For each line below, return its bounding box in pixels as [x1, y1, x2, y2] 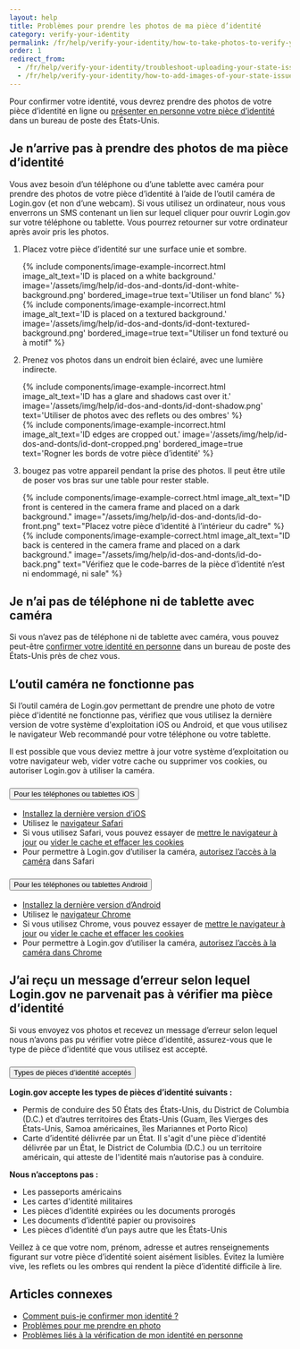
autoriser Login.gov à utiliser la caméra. [9, 765, 155, 776]
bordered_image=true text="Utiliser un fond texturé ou [87, 328, 288, 338]
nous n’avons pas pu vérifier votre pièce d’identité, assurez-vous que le [9, 1034, 272, 1045]
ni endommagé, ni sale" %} [21, 568, 123, 578]
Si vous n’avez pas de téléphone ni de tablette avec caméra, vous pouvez [9, 632, 279, 643]
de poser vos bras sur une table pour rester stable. [21, 474, 210, 485]
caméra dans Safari [21, 856, 95, 867]
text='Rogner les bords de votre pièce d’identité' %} [21, 448, 214, 458]
